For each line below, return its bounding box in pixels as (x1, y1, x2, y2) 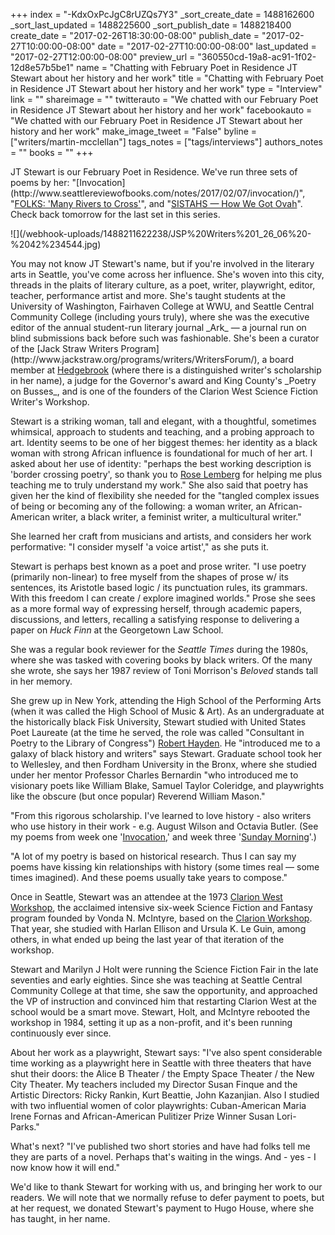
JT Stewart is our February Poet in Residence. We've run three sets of (10, 166, 298, 178)
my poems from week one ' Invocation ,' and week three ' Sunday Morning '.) (10, 831, 317, 843)
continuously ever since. (10, 1027, 112, 1039)
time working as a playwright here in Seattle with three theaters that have (10, 1057, 312, 1069)
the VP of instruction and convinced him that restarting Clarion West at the (10, 995, 317, 1007)
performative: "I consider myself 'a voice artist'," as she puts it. (10, 541, 270, 553)
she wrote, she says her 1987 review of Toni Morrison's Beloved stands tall (10, 665, 318, 676)
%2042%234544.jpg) (10, 239, 102, 250)
